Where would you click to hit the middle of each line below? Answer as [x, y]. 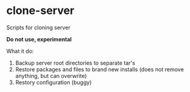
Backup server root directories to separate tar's [75, 63]
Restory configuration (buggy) [53, 82]
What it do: [20, 51]
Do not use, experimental [39, 39]
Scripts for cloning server [38, 27]
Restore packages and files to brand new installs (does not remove [99, 69]
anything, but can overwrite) [51, 76]
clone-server [40, 11]
